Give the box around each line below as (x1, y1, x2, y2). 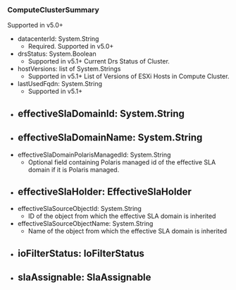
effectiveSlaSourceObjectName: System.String (17, 219, 154, 228)
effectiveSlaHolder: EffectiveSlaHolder (17, 186, 192, 198)
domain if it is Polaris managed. (27, 165, 120, 174)
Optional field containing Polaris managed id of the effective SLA (27, 157, 216, 167)
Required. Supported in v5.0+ (27, 42, 114, 51)
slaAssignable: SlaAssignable (17, 272, 151, 284)
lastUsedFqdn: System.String (17, 80, 103, 88)
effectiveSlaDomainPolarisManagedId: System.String (17, 150, 171, 159)
